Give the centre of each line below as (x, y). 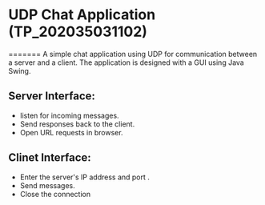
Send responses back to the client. (77, 124)
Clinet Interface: (50, 158)
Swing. (20, 70)
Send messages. (47, 185)
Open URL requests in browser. (71, 132)
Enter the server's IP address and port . (85, 177)
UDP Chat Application (82, 15)
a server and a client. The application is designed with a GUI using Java (126, 62)
